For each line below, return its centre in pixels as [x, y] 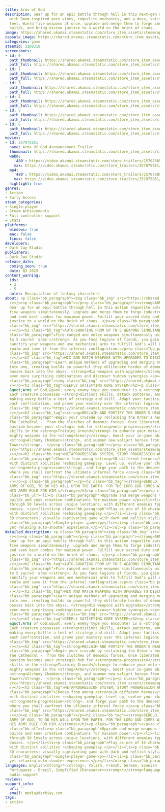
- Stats [13, 220]
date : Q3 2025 [24, 271]
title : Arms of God [25, 10]
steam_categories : [24, 202]
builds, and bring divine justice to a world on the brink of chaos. [82, 28]
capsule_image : [21, 37]
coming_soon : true [28, 266]
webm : [15, 156]
